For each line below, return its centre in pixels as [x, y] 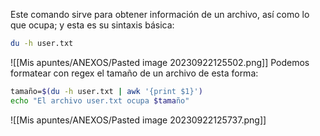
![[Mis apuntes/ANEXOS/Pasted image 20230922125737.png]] [138, 120]
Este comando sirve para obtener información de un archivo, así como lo [160, 14]
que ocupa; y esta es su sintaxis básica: [92, 25]
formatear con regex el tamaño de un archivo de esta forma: [134, 73]
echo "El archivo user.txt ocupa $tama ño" [100, 100]
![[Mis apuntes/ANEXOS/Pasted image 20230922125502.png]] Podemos [160, 62]
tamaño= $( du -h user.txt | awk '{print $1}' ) [106, 91]
